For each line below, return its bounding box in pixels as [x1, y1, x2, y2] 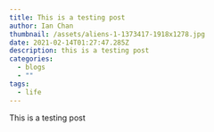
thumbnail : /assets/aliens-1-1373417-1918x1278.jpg [9, 29, 205, 38]
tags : [9, 79, 29, 88]
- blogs [17, 63, 46, 72]
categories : [9, 54, 53, 63]
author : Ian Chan [9, 21, 74, 30]
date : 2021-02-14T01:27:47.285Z [9, 37, 129, 47]
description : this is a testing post [9, 46, 150, 55]
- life [17, 87, 42, 96]
